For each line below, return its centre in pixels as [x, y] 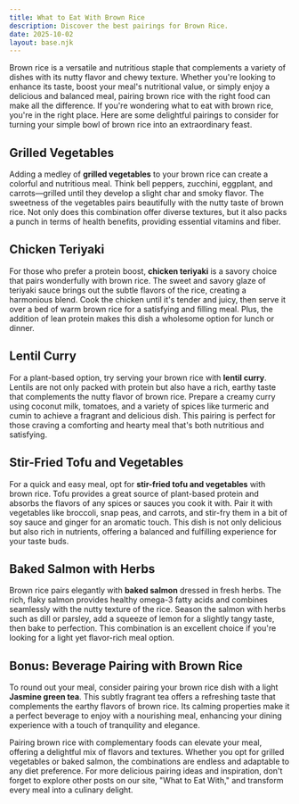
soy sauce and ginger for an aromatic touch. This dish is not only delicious [145, 522]
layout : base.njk [41, 42]
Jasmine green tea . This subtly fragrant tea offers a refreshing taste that [142, 697]
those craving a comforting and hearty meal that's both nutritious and [137, 425]
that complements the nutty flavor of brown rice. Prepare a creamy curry [142, 396]
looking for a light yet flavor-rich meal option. [92, 638]
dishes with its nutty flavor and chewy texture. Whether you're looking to [142, 78]
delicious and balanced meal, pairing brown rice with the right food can [140, 96]
